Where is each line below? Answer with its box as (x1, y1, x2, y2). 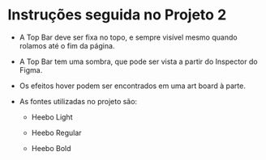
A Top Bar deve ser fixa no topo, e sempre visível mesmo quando (19, 32, 238, 42)
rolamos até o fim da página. (19, 40, 115, 50)
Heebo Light (31, 112, 73, 122)
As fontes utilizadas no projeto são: (19, 96, 138, 106)
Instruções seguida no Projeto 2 (7, 6, 227, 24)
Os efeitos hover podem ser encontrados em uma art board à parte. (19, 81, 247, 91)
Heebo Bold (31, 143, 71, 153)
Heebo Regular (31, 128, 82, 137)
